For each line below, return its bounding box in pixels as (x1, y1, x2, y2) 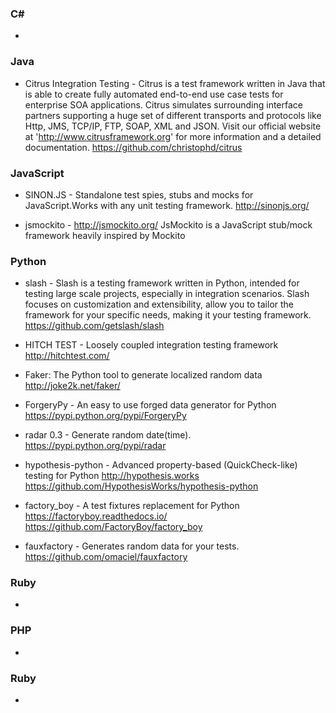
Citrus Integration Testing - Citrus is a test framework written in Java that (24, 77, 326, 89)
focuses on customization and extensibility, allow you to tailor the (24, 298, 295, 311)
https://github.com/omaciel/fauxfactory (24, 551, 188, 563)
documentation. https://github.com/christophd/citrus (24, 141, 243, 153)
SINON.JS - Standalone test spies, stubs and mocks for (24, 188, 254, 201)
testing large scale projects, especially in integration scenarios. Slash (24, 288, 310, 300)
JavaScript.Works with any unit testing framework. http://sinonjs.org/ (24, 199, 310, 211)
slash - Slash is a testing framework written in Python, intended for (24, 277, 300, 289)
